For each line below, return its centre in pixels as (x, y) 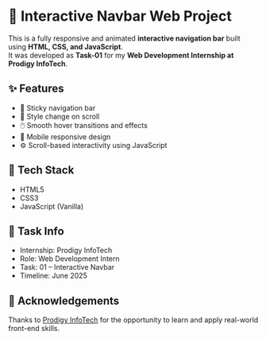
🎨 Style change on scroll (60, 116)
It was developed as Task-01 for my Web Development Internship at (121, 55)
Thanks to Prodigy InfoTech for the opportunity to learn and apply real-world (133, 320)
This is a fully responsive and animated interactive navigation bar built (124, 38)
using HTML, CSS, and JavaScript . (66, 46)
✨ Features (36, 89)
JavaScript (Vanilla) (52, 206)
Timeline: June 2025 (53, 276)
